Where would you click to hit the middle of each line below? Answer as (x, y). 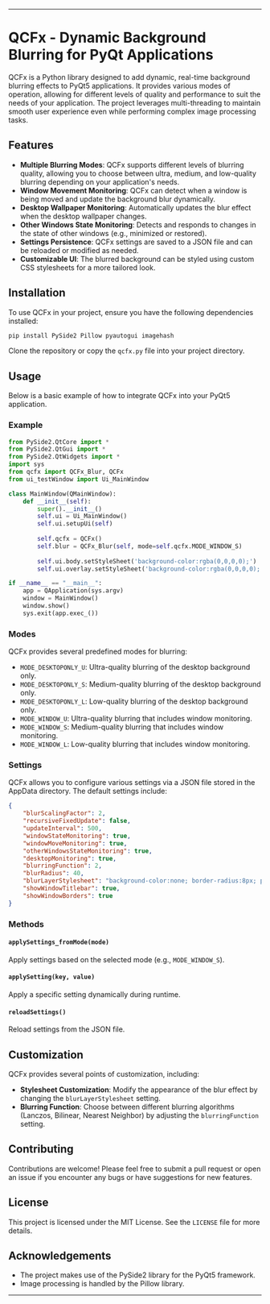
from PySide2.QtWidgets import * (64, 457)
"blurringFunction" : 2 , (63, 866)
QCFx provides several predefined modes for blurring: (98, 652)
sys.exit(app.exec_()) (61, 613)
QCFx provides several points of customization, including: (104, 1074)
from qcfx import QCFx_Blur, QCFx (66, 472)
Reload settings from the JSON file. (67, 1029)
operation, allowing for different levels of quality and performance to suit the (135, 94)
